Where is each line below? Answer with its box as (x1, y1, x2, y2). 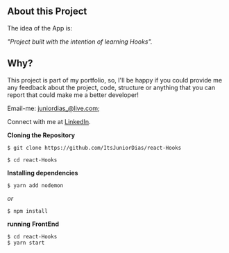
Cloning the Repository (7, 131, 75, 139)
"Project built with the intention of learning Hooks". (7, 37, 153, 46)
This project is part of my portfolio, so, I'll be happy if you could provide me (7, 76, 223, 84)
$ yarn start (7, 239, 45, 246)
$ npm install (7, 207, 49, 214)
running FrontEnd (7, 220, 59, 228)
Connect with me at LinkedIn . (7, 117, 91, 125)
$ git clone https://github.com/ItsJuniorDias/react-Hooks (7, 144, 182, 151)
